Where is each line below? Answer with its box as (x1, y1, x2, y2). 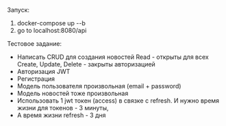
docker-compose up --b (16, 19, 86, 27)
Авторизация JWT (16, 68, 71, 75)
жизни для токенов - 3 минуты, (16, 104, 109, 112)
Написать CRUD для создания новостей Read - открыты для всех (16, 53, 209, 61)
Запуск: (7, 6, 29, 14)
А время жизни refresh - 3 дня (16, 111, 106, 119)
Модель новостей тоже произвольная (16, 89, 129, 97)
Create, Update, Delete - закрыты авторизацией (16, 60, 155, 68)
